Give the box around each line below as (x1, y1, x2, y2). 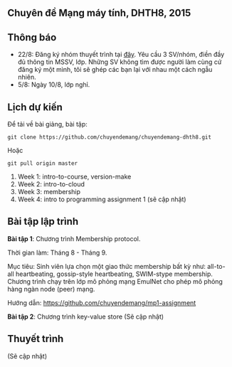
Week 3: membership (17, 188, 80, 196)
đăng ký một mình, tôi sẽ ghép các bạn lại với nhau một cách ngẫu (17, 65, 213, 74)
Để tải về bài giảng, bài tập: (7, 120, 88, 129)
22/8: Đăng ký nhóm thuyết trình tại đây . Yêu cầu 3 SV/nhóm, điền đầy (17, 50, 225, 59)
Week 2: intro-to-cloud (17, 180, 85, 188)
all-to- (207, 262, 226, 270)
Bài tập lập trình (7, 216, 79, 228)
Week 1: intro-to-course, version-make (17, 172, 132, 181)
